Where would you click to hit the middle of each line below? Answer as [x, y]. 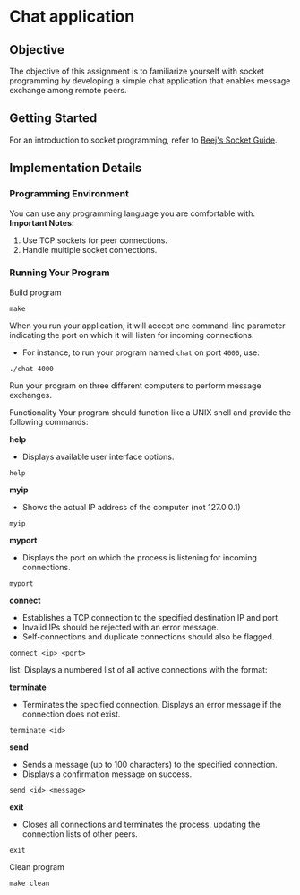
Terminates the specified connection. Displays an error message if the [152, 704]
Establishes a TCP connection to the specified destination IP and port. [151, 617]
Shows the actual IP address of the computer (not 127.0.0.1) [131, 507]
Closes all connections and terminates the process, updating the [141, 824]
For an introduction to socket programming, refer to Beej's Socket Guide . [143, 140]
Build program [35, 292]
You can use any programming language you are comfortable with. [132, 213]
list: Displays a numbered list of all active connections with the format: [138, 669]
